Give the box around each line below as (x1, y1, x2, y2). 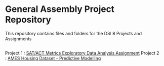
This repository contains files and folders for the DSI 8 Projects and (5, 30, 142, 36)
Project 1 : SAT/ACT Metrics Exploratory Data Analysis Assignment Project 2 (5, 50, 160, 56)
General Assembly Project (5, 3, 115, 15)
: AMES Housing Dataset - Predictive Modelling (5, 56, 101, 62)
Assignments (5, 36, 32, 42)
